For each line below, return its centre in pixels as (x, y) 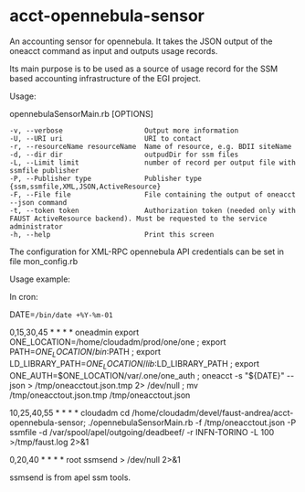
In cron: (24, 296)
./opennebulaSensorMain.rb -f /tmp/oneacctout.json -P (192, 422)
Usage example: (40, 279)
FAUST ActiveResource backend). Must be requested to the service (138, 219)
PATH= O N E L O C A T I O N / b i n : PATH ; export (85, 353)
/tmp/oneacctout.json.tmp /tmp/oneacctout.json (100, 395)
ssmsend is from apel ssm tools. (70, 477)
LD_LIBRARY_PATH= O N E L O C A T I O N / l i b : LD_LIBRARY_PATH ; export (135, 364)
